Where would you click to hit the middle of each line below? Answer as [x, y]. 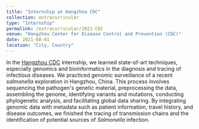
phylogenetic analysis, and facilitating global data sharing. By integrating [96, 100]
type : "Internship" [31, 23]
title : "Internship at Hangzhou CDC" [54, 12]
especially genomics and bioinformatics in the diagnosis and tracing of [94, 68]
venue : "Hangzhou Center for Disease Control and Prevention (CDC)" [94, 34]
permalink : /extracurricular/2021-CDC [55, 28]
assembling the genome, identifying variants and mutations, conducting [95, 94]
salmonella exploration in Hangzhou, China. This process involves [88, 81]
